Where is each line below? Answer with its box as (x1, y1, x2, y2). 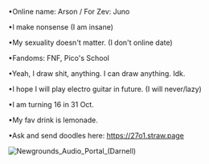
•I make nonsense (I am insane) (8, 22, 114, 31)
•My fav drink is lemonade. (8, 115, 98, 125)
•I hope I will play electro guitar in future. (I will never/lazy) (8, 84, 203, 94)
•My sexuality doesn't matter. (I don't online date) (8, 38, 173, 47)
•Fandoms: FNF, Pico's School (8, 54, 110, 62)
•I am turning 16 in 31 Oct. (8, 100, 94, 109)
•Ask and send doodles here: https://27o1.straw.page (8, 131, 185, 140)
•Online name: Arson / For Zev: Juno (8, 7, 130, 16)
